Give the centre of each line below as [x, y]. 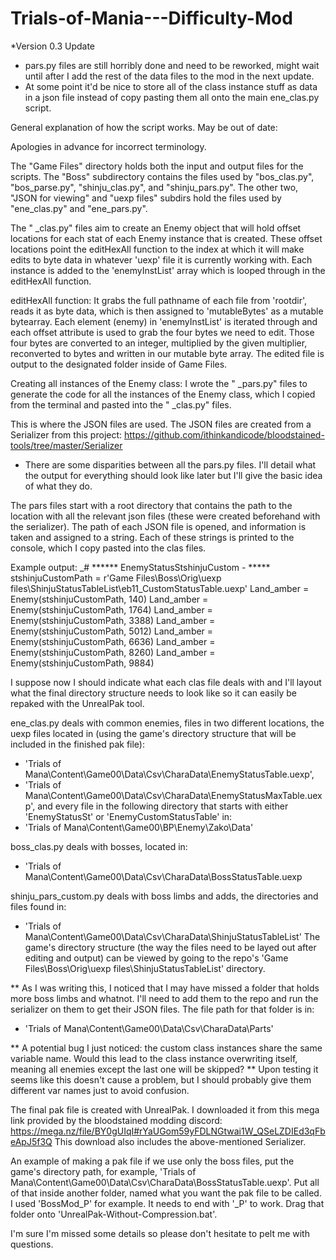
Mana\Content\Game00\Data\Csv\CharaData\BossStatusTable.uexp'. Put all [165, 1182]
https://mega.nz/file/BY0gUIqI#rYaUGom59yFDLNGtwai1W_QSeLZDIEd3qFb [168, 1131]
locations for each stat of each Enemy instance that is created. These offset [166, 238]
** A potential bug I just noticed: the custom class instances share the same [166, 1048]
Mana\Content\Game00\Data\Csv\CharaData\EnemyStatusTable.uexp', [169, 774]
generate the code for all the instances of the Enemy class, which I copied [163, 394]
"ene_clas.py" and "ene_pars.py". [79, 208]
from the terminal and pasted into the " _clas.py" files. [121, 404]
